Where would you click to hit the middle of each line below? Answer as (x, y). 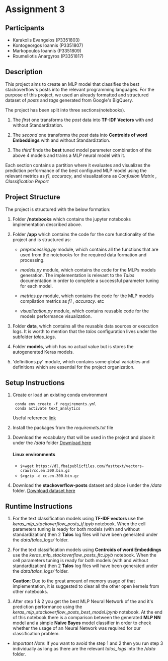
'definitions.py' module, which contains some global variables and (81, 361)
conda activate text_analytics (48, 409)
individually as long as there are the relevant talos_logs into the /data (84, 649)
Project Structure (33, 197)
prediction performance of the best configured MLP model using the (76, 171)
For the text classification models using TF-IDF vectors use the (78, 519)
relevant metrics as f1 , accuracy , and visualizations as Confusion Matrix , (81, 176)
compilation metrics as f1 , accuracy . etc (62, 301)
